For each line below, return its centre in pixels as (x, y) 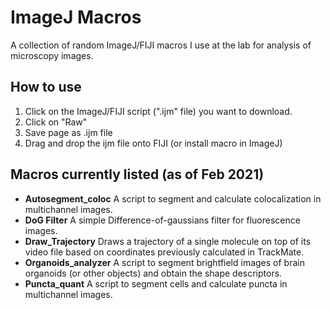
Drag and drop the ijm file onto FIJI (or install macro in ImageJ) (153, 143)
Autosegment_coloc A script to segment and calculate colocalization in (173, 198)
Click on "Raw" (56, 122)
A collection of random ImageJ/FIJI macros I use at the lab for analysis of (161, 45)
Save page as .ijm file (68, 132)
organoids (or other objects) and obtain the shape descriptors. (153, 273)
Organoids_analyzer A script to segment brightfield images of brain (164, 262)
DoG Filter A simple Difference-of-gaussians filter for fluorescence (162, 220)
